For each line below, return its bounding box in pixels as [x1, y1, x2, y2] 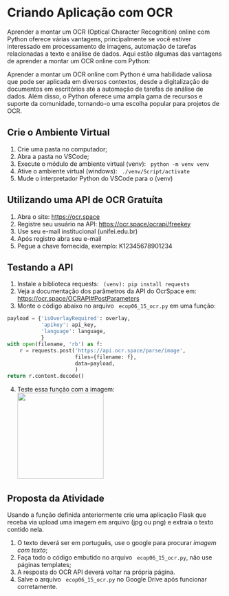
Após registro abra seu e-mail [17, 234, 102, 242]
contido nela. [7, 525, 45, 533]
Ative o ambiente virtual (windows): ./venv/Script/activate [17, 167, 190, 175]
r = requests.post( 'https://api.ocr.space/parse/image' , [19, 347, 186, 354]
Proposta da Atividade [7, 492, 105, 504]
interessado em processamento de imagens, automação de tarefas [7, 42, 197, 50]
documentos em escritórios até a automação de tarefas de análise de [7, 85, 204, 93]
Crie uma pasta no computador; [17, 145, 108, 153]
